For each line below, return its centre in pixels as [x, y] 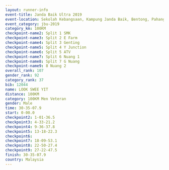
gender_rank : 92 [22, 75]
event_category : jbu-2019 [32, 24]
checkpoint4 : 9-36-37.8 [30, 127]
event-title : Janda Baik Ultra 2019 [44, 15]
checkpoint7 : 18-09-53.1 [31, 141]
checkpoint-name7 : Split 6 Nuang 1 [43, 57]
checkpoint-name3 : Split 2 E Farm [41, 38]
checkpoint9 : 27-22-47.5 [31, 150]
